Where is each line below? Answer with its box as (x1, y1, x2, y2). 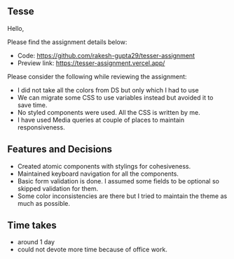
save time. (17, 101, 48, 109)
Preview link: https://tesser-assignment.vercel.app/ (17, 59, 165, 67)
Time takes (7, 220, 57, 232)
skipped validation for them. (17, 184, 99, 192)
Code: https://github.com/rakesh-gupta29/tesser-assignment (17, 51, 195, 59)
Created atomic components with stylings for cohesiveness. (17, 162, 191, 170)
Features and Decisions (7, 143, 113, 155)
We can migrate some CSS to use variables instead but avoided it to (17, 93, 214, 101)
